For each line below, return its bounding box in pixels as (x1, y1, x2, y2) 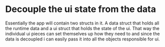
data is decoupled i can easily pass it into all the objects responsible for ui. (5, 36, 160, 42)
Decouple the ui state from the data (5, 3, 156, 15)
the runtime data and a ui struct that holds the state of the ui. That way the (5, 25, 160, 31)
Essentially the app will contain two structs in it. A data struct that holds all (5, 20, 159, 26)
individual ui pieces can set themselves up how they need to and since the (5, 30, 160, 36)
